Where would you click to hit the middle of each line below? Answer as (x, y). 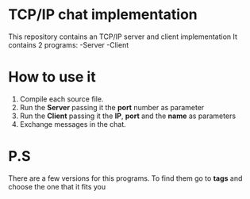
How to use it (52, 77)
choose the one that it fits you (57, 186)
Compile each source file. (62, 99)
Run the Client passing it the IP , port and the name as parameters (128, 116)
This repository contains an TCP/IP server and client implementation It (123, 36)
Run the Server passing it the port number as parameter (112, 107)
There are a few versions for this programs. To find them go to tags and (125, 178)
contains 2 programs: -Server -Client (69, 44)
